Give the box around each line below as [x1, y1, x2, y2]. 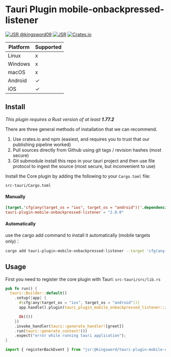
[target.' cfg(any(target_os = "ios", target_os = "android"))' [5, 205, 142, 210]
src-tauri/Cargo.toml [5, 183, 51, 188]
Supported [35, 43, 62, 51]
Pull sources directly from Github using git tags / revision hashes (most [12, 147, 161, 153]
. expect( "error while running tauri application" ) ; [14, 333, 126, 338]
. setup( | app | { [14, 295, 47, 301]
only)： [5, 238, 21, 244]
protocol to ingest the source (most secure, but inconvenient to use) [12, 163, 156, 169]
